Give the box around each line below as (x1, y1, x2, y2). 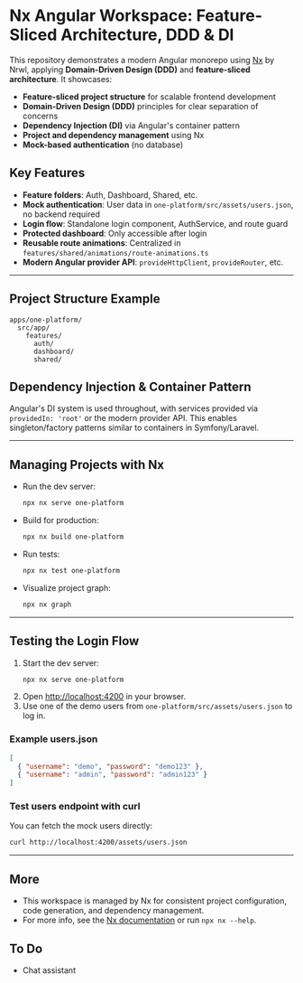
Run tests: (22, 548, 60, 559)
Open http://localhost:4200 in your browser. (22, 691, 187, 702)
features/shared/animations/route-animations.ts (22, 248, 209, 257)
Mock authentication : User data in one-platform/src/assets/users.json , (22, 199, 294, 210)
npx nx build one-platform (22, 532, 124, 542)
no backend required (22, 209, 101, 220)
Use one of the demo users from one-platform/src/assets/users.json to (22, 701, 293, 712)
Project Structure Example (9, 291, 161, 307)
